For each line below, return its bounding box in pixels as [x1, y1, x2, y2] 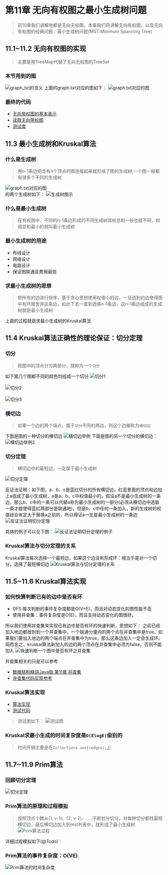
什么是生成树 [5, 156, 37, 163]
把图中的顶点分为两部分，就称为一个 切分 [17, 362, 100, 368]
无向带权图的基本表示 [12, 111, 57, 117]
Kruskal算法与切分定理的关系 [5, 542, 76, 549]
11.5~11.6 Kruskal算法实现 [5, 577, 86, 585]
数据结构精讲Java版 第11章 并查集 [12, 669, 82, 675]
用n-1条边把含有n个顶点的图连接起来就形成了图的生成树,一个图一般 [17, 168, 155, 174]
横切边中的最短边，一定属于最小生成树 [17, 466, 97, 472]
